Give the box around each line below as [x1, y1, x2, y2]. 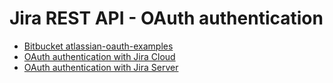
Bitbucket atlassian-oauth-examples [23, 40, 174, 52]
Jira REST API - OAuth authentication [9, 7, 324, 30]
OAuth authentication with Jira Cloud [23, 50, 176, 62]
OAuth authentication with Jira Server [23, 61, 179, 73]
